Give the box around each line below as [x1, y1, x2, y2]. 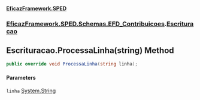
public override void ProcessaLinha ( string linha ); [6, 61, 138, 67]
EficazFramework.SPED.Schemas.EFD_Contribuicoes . [6, 20, 167, 28]
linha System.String [6, 87, 56, 95]
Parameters [6, 74, 36, 81]
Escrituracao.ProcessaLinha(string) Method [6, 45, 175, 55]
